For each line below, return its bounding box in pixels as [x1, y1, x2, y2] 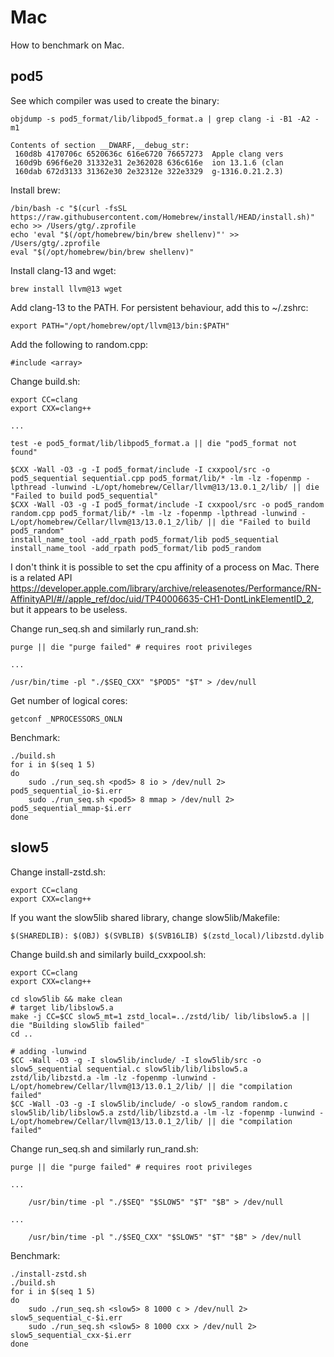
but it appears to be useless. [10, 603, 128, 615]
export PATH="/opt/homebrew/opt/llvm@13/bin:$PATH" [10, 321, 230, 331]
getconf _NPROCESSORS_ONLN [10, 714, 123, 724]
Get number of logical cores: [10, 694, 128, 706]
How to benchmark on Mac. [10, 39, 125, 51]
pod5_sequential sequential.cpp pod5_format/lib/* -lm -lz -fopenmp [10, 473, 302, 483]
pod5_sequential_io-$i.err [10, 786, 123, 796]
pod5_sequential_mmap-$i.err [10, 803, 132, 813]
